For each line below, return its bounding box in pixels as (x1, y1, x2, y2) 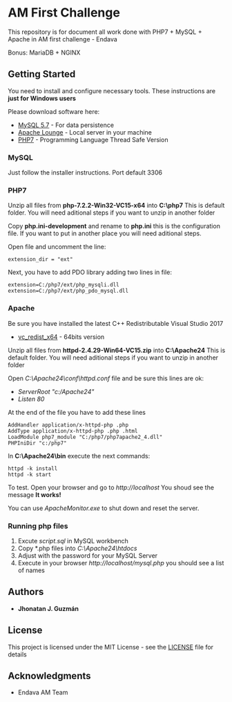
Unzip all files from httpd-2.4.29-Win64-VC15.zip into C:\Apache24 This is (8, 346, 226, 354)
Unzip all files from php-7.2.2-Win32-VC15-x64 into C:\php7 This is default (8, 202, 225, 210)
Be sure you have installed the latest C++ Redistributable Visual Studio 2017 (8, 319, 224, 327)
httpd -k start (8, 471, 52, 478)
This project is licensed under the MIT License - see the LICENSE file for (8, 643, 213, 651)
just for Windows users (8, 94, 77, 102)
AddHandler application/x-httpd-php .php (8, 421, 129, 429)
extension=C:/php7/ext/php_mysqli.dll (8, 282, 119, 289)
